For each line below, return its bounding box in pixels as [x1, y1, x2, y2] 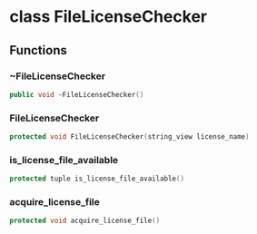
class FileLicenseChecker [9, 6, 207, 27]
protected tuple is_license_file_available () [9, 174, 184, 183]
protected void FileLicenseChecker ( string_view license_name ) [9, 132, 250, 141]
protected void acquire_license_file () [9, 216, 161, 226]
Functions [9, 43, 68, 58]
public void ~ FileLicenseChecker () [9, 90, 144, 99]
